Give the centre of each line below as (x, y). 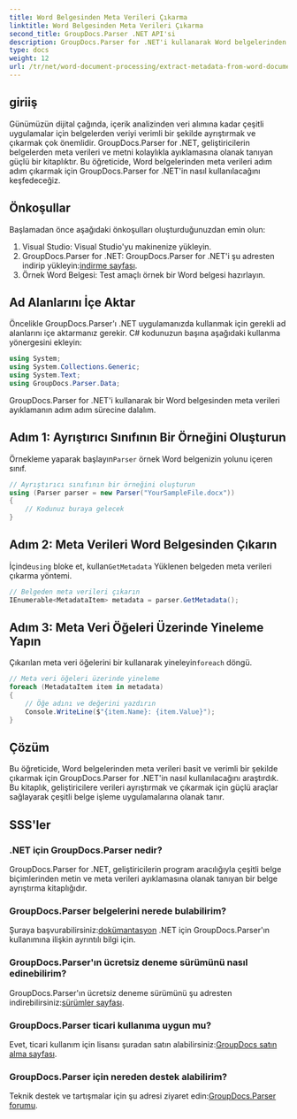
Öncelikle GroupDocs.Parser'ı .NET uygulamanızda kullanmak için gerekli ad (148, 324)
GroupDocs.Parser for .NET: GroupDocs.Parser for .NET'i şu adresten (148, 256)
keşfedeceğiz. (35, 180)
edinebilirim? (38, 974)
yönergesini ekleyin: (46, 342)
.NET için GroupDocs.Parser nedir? (86, 850)
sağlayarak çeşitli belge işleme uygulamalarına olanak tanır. (117, 797)
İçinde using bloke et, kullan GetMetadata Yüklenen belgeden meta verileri (141, 566)
